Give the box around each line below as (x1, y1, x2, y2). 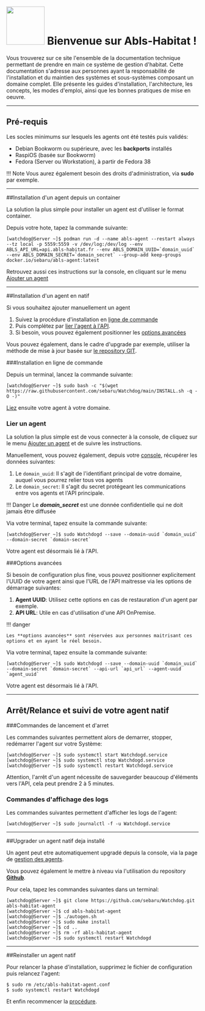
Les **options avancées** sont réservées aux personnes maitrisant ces (6, 633, 192, 639)
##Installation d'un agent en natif (6, 292, 90, 299)
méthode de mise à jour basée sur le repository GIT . (6, 347, 137, 354)
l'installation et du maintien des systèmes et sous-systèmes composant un (6, 73, 194, 81)
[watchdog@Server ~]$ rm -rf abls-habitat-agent (6, 930, 132, 936)
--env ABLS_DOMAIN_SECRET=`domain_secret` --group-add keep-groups (6, 251, 182, 258)
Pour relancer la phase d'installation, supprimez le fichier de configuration (6, 963, 192, 971)
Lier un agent (6, 419, 46, 428)
